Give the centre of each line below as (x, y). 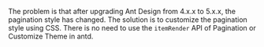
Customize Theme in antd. (51, 36)
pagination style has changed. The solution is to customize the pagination (128, 20)
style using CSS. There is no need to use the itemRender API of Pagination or (132, 28)
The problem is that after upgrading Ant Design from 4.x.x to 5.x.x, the (122, 11)
